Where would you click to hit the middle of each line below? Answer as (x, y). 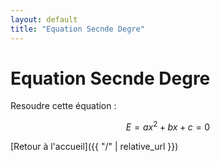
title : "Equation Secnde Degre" (77, 29)
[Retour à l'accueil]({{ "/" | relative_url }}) (94, 147)
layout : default (44, 19)
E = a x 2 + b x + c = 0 (168, 126)
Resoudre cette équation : (63, 106)
